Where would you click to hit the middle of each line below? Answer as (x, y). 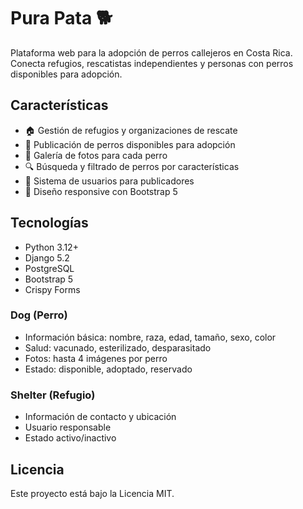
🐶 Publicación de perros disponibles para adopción (130, 144)
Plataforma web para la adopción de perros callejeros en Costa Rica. (151, 52)
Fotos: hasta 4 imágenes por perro (96, 358)
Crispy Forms (52, 289)
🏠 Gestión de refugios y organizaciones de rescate (131, 130)
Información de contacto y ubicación (100, 417)
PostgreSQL (49, 268)
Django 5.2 (47, 257)
